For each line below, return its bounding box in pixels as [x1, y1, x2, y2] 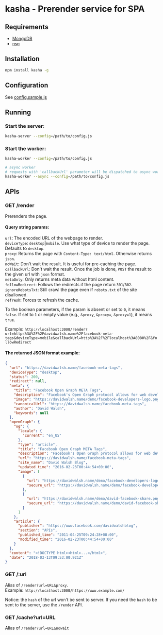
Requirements [5, 23, 49, 31]
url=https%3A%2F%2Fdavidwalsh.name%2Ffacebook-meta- [5, 331, 114, 336]
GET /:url [5, 571, 27, 578]
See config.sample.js [5, 94, 47, 100]
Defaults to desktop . [5, 245, 45, 251]
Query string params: [5, 224, 49, 230]
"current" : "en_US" [22, 433, 62, 438]
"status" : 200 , [9, 374, 40, 379]
